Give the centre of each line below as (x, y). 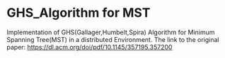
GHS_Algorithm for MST (79, 13)
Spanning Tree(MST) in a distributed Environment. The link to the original (113, 39)
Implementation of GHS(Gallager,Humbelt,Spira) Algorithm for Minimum (111, 32)
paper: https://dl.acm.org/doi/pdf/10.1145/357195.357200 (90, 47)
